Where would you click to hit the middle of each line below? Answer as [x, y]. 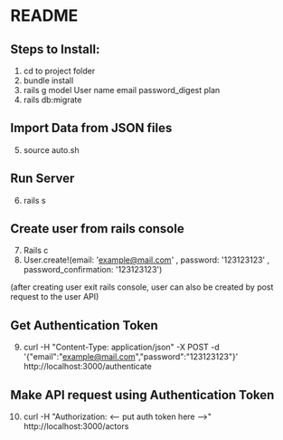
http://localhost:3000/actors [76, 426]
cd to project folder [59, 71]
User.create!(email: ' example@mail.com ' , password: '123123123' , [146, 260]
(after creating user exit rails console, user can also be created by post [142, 287]
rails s [34, 200]
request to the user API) [55, 297]
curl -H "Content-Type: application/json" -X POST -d [121, 347]
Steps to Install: [55, 49]
